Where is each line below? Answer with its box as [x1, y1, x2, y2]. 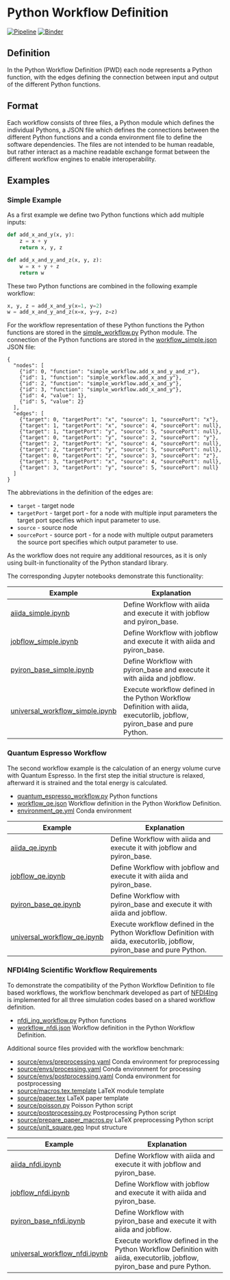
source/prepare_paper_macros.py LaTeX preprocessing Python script [16, 1115, 214, 1124]
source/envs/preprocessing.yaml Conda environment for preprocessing [16, 1057, 220, 1065]
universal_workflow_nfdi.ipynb [10, 1248, 108, 1258]
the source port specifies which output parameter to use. [16, 538, 179, 546]
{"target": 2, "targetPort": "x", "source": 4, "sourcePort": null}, [19, 441, 222, 447]
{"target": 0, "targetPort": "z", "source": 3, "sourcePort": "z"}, [19, 452, 219, 459]
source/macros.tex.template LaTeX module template [16, 1086, 164, 1095]
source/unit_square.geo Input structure [16, 1123, 128, 1131]
